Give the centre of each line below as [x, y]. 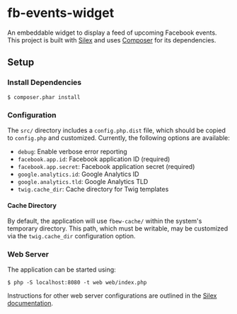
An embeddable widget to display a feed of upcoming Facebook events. [112, 33]
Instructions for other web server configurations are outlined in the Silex [112, 296]
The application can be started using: [62, 269]
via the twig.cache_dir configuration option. [71, 236]
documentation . [30, 303]
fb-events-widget [61, 13]
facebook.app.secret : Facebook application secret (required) [106, 166]
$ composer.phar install [44, 97]
